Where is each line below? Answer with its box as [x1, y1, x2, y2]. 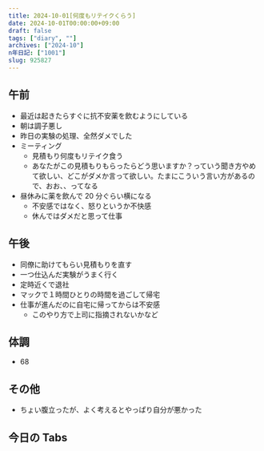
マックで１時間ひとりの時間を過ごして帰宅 [19, 289, 160, 299]
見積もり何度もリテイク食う [31, 151, 124, 160]
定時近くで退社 [19, 280, 70, 289]
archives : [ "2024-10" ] [8, 42, 84, 50]
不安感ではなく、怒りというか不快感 [31, 201, 152, 211]
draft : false [8, 26, 52, 34]
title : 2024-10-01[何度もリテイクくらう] [8, 11, 136, 20]
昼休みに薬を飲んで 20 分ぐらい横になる [19, 191, 152, 200]
